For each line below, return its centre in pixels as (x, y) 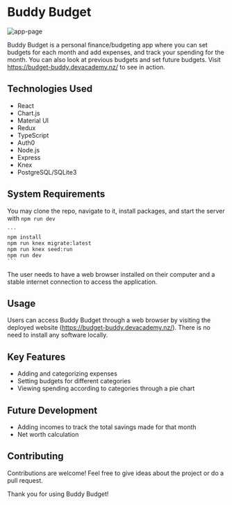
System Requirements (56, 194)
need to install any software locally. (58, 335)
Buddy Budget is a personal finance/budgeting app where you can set (108, 45)
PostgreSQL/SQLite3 (47, 172)
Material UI (33, 120)
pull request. (25, 480)
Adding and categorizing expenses (67, 374)
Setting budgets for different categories (74, 381)
